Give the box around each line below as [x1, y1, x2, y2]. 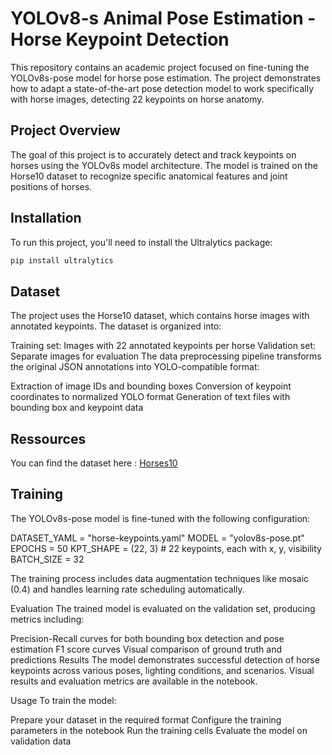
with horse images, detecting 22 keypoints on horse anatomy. [10, 93, 265, 105]
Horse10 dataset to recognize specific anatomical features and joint [10, 170, 288, 182]
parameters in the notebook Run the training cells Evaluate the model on [10, 724, 308, 736]
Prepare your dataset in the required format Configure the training [10, 713, 282, 726]
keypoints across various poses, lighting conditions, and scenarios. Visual [10, 664, 315, 676]
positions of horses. [10, 180, 93, 192]
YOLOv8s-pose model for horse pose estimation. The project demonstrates [10, 72, 322, 84]
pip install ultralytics [10, 255, 114, 266]
